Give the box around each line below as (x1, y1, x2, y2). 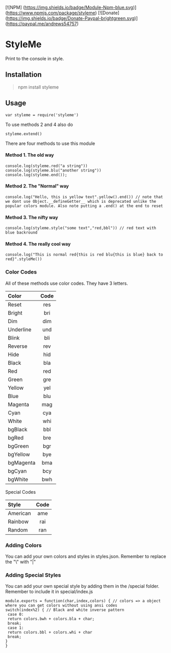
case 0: (7, 612, 24, 617)
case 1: (7, 625, 24, 630)
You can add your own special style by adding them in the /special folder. (5, 583, 160, 589)
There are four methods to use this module (5, 140, 95, 146)
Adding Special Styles (5, 571, 61, 578)
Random (8, 526, 28, 533)
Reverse (8, 343, 28, 350)
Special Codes (5, 489, 36, 495)
